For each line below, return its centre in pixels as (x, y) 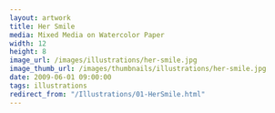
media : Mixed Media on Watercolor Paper (87, 35)
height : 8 (28, 52)
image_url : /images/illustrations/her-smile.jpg (103, 60)
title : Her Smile (42, 26)
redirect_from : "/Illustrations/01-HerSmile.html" (107, 94)
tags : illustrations (49, 86)
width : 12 (28, 43)
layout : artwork (40, 18)
